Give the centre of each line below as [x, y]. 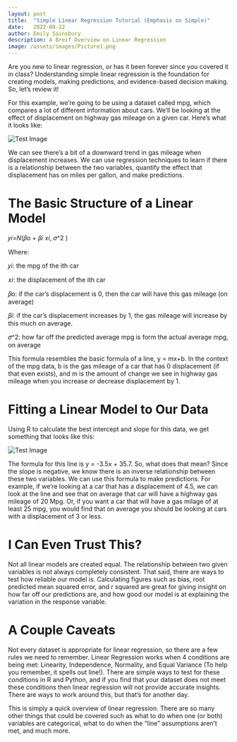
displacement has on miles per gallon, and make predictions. [96, 175]
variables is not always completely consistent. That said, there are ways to [116, 571]
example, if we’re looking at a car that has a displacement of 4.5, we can [113, 486]
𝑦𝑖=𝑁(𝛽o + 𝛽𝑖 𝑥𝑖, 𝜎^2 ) [38, 237]
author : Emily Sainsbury [44, 33]
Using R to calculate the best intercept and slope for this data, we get [109, 429]
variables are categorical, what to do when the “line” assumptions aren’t [113, 723]
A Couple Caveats [62, 630]
